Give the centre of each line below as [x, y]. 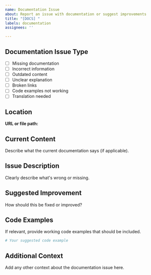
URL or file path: [22, 124]
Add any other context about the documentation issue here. [65, 268]
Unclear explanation [32, 80]
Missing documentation [35, 63]
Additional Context [34, 256]
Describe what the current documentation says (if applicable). [67, 151]
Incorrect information [33, 69]
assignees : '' [19, 28]
